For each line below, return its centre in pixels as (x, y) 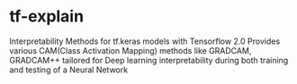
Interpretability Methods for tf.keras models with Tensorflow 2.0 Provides (145, 41)
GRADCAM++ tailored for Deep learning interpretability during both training (149, 60)
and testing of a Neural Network (69, 70)
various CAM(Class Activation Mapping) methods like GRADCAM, (130, 50)
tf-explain (46, 17)
